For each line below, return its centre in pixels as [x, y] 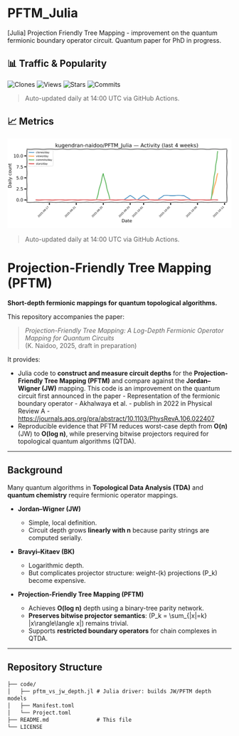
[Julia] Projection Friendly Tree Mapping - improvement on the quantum [113, 33]
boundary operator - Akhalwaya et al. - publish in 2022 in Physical [115, 403]
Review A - [34, 411]
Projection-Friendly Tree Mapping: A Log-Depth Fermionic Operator [124, 330]
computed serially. [55, 537]
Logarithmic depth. [56, 565]
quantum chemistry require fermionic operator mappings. [93, 495]
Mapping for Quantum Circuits [69, 338]
